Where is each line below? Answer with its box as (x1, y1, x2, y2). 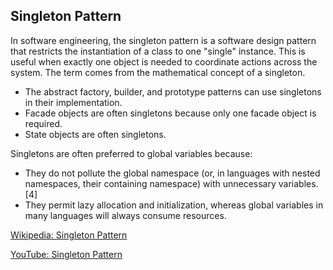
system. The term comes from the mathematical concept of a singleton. (10, 66, 306, 78)
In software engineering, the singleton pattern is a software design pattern (10, 34, 317, 46)
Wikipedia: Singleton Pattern (10, 229, 128, 241)
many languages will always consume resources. (24, 209, 227, 221)
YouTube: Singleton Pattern (10, 248, 123, 260)
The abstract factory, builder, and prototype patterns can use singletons (24, 85, 322, 98)
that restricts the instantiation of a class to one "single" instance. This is (10, 45, 306, 57)
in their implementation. (24, 96, 123, 108)
